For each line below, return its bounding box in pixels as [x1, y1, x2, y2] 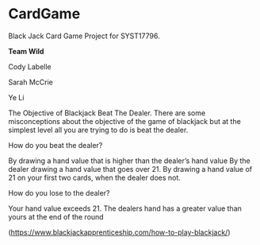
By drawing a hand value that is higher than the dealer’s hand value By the [8, 156, 251, 165]
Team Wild [8, 46, 44, 56]
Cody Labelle [8, 61, 52, 72]
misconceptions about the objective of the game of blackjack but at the [8, 116, 242, 126]
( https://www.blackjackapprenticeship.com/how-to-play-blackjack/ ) [8, 227, 231, 237]
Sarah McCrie [8, 77, 54, 87]
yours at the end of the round [8, 212, 105, 221]
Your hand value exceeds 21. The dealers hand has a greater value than [8, 204, 242, 213]
